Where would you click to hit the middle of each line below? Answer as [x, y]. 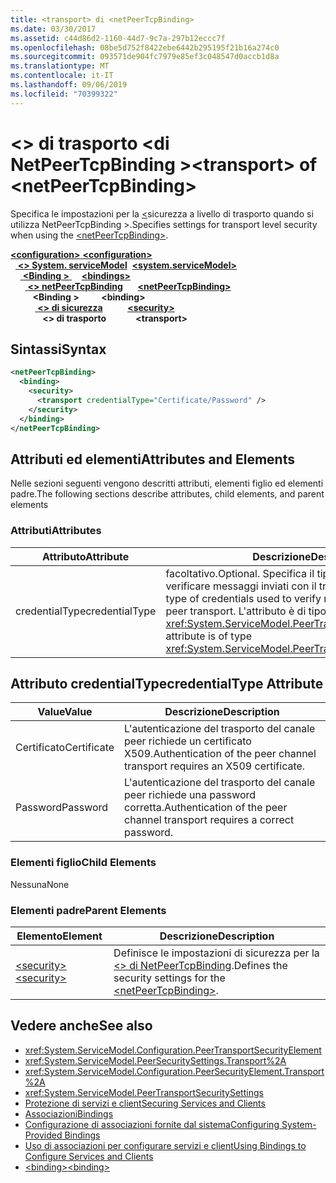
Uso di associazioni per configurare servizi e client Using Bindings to [165, 1145]
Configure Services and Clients [89, 1156]
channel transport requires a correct [209, 820]
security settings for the [169, 978]
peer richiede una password [190, 795]
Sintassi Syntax [58, 349]
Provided [43, 1135]
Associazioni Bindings [69, 1113]
